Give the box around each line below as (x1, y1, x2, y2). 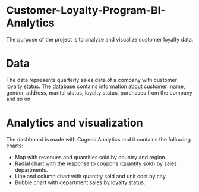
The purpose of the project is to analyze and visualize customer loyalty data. (6, 36, 194, 43)
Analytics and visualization (6, 117, 144, 130)
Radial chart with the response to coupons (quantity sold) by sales (14, 160, 177, 167)
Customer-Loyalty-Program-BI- (6, 4, 166, 17)
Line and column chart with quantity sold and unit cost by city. (14, 172, 168, 180)
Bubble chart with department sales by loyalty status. (14, 179, 146, 186)
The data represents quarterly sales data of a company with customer (6, 76, 177, 83)
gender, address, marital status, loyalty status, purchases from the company (6, 89, 193, 96)
